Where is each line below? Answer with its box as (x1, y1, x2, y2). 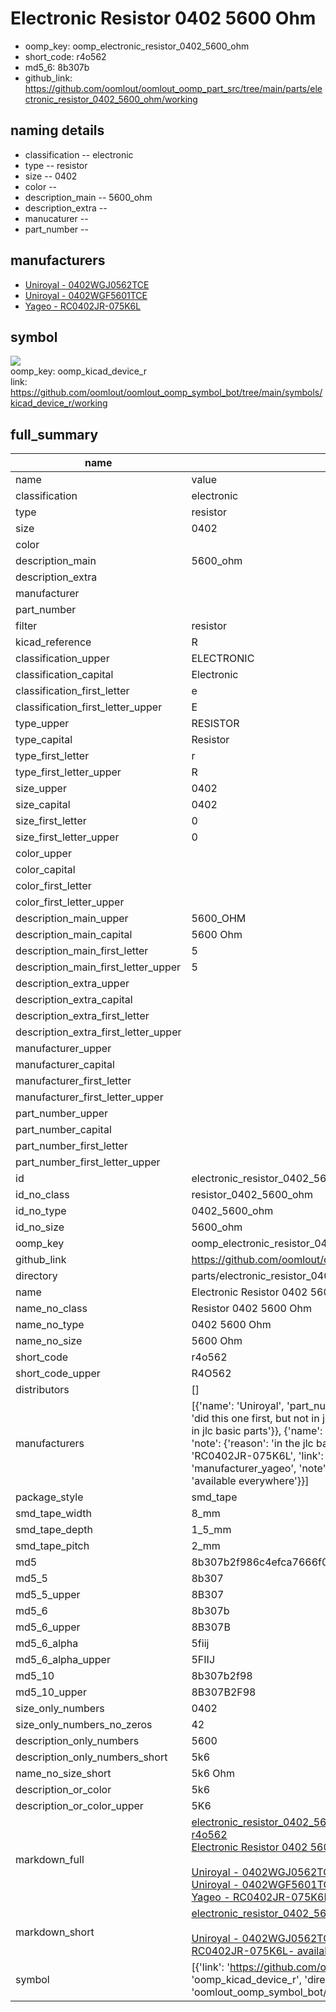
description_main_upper (15, 912, 129, 926)
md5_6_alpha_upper (15, 1653, 111, 1667)
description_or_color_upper (15, 1799, 144, 1813)
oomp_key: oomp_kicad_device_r (10, 365, 148, 377)
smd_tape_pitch (15, 1539, 90, 1553)
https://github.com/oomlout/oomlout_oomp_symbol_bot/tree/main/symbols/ (10, 387, 323, 399)
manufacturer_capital (15, 1058, 115, 1072)
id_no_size (15, 1220, 65, 1234)
